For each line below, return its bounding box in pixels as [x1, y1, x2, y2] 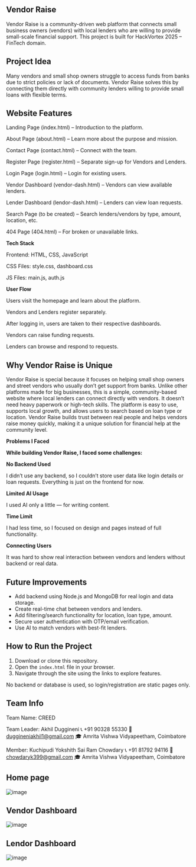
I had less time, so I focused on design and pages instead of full [6, 524, 162, 532]
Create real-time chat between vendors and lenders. [14, 605, 143, 612]
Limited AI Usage [6, 490, 49, 497]
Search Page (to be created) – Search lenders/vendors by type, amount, [6, 210, 182, 218]
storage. [14, 599, 35, 606]
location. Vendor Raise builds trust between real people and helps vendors [6, 414, 188, 421]
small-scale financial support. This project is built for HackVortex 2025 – [6, 33, 182, 40]
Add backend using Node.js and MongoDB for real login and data [14, 593, 174, 600]
